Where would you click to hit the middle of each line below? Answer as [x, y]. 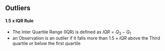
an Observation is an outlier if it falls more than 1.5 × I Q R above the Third [86, 38]
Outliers [18, 8]
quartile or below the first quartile [46, 44]
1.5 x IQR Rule [19, 21]
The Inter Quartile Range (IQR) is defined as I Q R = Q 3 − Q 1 [72, 32]
